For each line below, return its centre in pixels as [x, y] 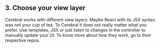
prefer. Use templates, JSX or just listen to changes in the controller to [75, 30]
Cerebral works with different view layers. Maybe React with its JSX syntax [80, 19]
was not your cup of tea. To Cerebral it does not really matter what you [76, 25]
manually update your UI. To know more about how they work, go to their [78, 35]
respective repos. [23, 40]
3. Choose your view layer [45, 8]
